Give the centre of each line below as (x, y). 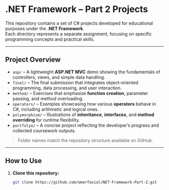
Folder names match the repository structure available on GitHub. (85, 140)
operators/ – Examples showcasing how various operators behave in (84, 104)
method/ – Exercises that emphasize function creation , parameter (80, 93)
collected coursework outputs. (44, 130)
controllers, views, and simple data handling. (59, 77)
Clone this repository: (36, 173)
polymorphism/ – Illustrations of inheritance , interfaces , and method (83, 115)
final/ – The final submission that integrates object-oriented (75, 82)
